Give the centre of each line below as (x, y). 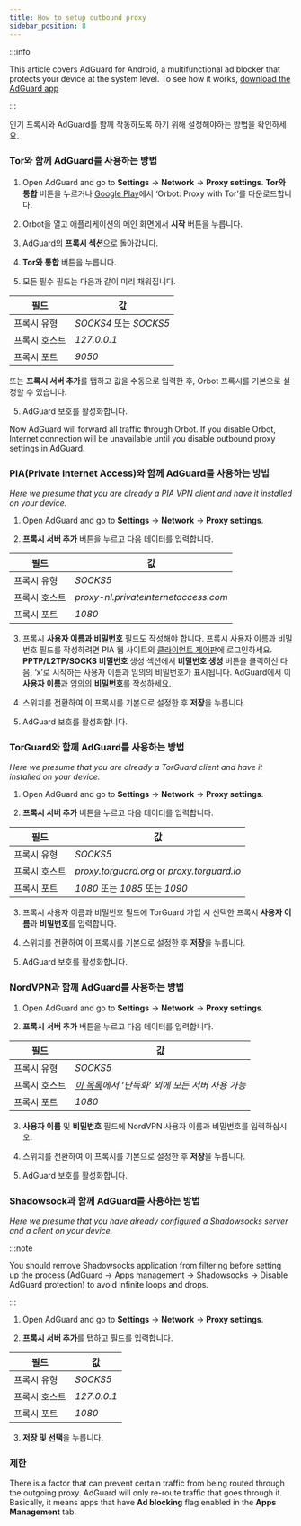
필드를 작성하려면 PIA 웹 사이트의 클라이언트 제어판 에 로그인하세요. (156, 650)
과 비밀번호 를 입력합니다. (73, 924)
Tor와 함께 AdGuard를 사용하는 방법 (84, 161)
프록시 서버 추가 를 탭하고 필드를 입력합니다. (97, 1338)
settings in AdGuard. (47, 448)
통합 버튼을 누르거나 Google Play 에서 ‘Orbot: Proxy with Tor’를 (134, 193)
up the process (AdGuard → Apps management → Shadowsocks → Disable (149, 1275)
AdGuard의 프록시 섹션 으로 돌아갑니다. (90, 243)
